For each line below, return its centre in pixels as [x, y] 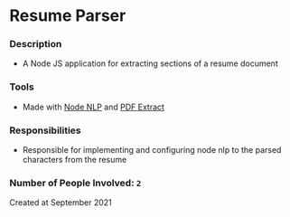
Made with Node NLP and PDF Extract [94, 107]
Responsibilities [45, 130]
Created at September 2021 [61, 203]
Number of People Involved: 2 [75, 183]
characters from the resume [75, 160]
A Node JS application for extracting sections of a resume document [150, 63]
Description [36, 44]
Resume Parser [68, 16]
